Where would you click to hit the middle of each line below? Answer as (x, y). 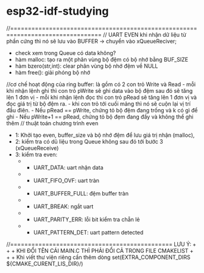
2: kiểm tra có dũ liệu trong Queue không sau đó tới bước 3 (89, 141)
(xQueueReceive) (37, 148)
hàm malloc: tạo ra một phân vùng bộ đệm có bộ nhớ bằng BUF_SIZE (102, 59)
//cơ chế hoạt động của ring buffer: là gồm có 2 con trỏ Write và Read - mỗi (101, 84)
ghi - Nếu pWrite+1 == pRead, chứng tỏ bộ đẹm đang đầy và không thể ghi (100, 117)
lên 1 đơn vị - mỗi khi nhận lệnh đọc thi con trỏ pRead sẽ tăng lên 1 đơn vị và (101, 97)
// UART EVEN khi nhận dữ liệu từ (145, 34)
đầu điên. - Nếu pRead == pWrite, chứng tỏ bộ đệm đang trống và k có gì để (102, 110)
